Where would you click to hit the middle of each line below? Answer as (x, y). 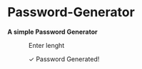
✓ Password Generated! (64, 59)
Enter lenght (46, 45)
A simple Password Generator (52, 32)
